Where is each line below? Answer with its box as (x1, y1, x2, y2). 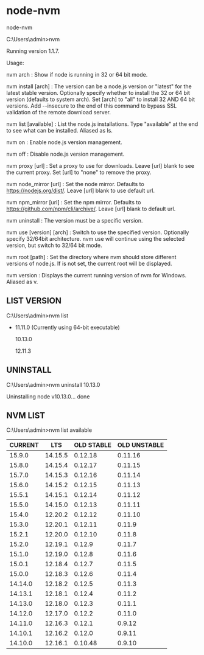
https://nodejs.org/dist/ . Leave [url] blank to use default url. (6, 187, 155, 194)
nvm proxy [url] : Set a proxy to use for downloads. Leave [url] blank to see (6, 162, 195, 169)
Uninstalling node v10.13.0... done (6, 393, 90, 400)
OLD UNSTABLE (117, 441, 164, 449)
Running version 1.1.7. (6, 47, 60, 55)
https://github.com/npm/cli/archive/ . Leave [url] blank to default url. (6, 205, 176, 212)
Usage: (6, 59, 24, 66)
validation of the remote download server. (6, 108, 111, 116)
